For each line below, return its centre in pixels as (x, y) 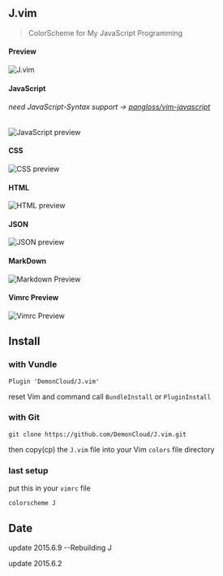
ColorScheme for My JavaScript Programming (105, 33)
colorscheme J (32, 504)
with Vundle (33, 364)
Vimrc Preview (34, 298)
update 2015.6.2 (35, 563)
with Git (24, 417)
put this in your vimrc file (49, 488)
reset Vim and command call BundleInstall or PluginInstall (110, 396)
